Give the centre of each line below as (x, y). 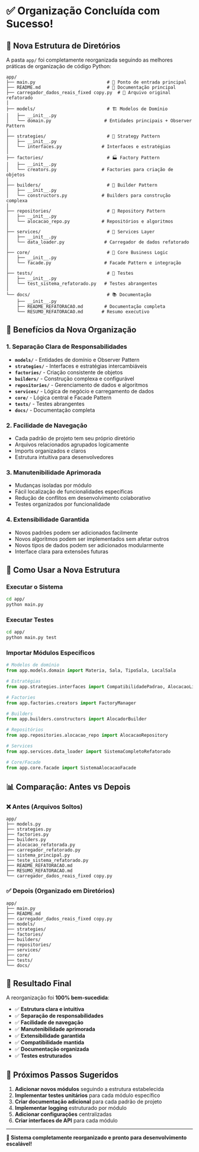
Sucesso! (30, 24)
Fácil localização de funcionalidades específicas (74, 492)
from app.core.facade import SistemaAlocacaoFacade (71, 768)
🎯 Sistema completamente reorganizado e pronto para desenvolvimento (97, 1138)
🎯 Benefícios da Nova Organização (71, 330)
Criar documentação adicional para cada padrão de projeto (88, 1102)
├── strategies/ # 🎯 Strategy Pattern (83, 136)
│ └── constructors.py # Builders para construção (88, 195)
